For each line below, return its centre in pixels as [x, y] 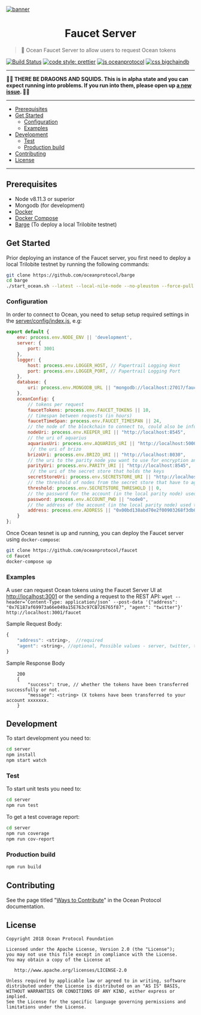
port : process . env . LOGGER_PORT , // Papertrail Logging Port [104, 371]
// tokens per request [56, 404]
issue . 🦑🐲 [18, 91]
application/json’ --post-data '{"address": [121, 602]
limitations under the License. [46, 1007]
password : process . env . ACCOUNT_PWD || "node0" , [88, 499]
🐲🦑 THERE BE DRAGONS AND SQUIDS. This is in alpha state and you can [97, 79]
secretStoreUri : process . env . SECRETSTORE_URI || [89, 477]
